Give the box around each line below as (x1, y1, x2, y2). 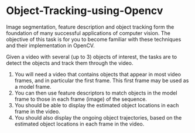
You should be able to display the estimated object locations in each (14, 101, 179, 108)
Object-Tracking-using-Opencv (6, 4, 163, 17)
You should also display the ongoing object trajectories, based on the (14, 114, 182, 121)
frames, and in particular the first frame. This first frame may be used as (14, 77, 189, 84)
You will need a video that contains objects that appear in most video (14, 71, 182, 78)
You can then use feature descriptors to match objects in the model (14, 89, 177, 96)
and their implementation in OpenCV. (6, 42, 95, 49)
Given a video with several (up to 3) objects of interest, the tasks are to (6, 53, 177, 60)
